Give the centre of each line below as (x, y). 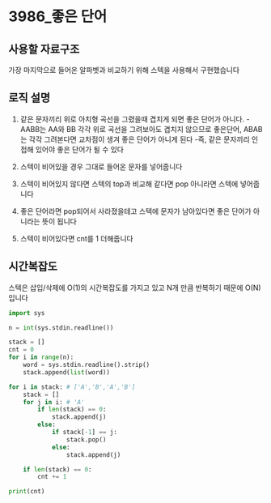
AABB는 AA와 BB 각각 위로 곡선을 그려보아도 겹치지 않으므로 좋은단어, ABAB (141, 129)
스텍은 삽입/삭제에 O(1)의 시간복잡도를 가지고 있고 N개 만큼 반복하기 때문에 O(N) (135, 288)
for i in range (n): (41, 357)
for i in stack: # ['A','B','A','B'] (72, 387)
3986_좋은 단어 (58, 17)
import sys (27, 313)
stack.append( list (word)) (67, 372)
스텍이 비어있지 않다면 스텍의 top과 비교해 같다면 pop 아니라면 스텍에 (129, 184)
